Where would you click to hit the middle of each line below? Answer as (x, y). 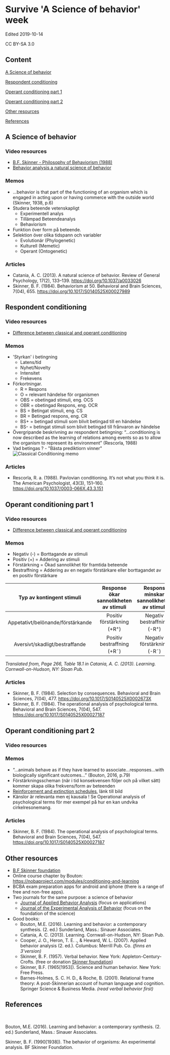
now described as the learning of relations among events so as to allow (87, 438)
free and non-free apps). (38, 891)
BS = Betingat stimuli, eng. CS (51, 411)
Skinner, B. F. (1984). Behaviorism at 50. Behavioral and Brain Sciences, (87, 286)
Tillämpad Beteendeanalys (48, 219)
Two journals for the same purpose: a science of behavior (73, 897)
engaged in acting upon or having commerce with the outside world (83, 197)
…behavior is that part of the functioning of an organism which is (80, 192)
